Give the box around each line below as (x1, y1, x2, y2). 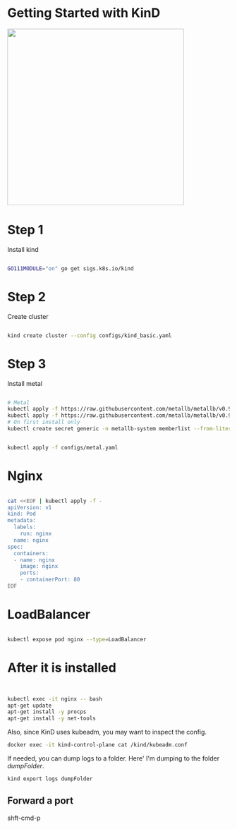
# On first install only (7, 418, 80, 426)
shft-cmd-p (7, 813, 41, 822)
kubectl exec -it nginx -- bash (7, 695, 102, 703)
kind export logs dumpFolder (7, 775, 93, 782)
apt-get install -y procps (7, 708, 87, 715)
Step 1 (7, 222, 44, 238)
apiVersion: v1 (7, 504, 52, 511)
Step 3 (7, 356, 47, 372)
